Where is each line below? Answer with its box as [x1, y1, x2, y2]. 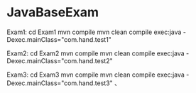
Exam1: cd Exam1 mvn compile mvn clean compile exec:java [6, 28, 182, 36]
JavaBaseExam [6, 4, 99, 21]
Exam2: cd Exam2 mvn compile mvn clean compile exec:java [6, 49, 185, 58]
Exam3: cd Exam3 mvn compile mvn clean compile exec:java [6, 70, 185, 79]
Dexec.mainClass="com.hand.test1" [6, 35, 111, 43]
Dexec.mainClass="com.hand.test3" [6, 79, 113, 87]
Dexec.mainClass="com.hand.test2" [6, 56, 113, 65]
